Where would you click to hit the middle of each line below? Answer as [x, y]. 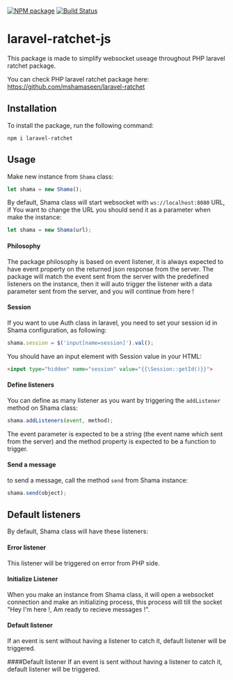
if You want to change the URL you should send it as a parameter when [109, 210]
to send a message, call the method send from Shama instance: [98, 480]
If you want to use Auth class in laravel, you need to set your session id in [112, 323]
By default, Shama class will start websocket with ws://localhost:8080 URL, [116, 202]
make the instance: [34, 217]
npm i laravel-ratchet [40, 138]
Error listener [27, 547]
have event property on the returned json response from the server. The [111, 269]
